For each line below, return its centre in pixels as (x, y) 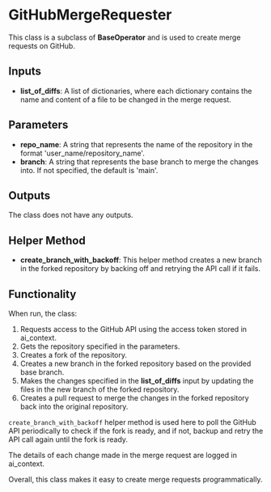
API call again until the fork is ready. (68, 439)
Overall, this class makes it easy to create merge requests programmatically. (135, 479)
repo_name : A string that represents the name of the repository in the (136, 144)
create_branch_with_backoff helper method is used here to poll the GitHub (132, 422)
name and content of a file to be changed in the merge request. (126, 100)
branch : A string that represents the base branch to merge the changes (139, 161)
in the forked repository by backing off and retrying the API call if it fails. (140, 269)
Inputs (25, 72)
